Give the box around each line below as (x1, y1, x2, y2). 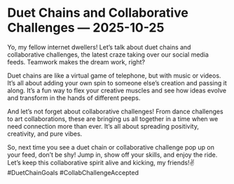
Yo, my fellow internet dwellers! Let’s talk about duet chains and (7, 43, 191, 51)
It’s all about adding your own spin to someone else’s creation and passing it (7, 78, 228, 87)
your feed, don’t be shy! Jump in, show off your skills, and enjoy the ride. (7, 150, 218, 159)
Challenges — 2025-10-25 (7, 20, 165, 36)
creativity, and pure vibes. (7, 129, 83, 138)
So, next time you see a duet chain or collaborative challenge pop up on (7, 143, 215, 151)
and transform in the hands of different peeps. (7, 93, 141, 102)
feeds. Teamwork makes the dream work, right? (7, 57, 146, 66)
